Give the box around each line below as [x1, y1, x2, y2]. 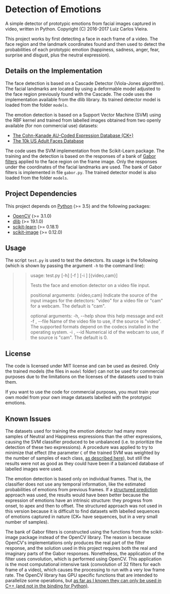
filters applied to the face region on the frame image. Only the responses [5, 158, 157, 164]
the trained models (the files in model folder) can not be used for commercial [5, 368, 165, 375]
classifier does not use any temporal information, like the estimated [5, 481, 146, 487]
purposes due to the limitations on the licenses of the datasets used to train [5, 374, 163, 380]
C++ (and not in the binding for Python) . [5, 583, 89, 589]
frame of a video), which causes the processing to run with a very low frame [5, 567, 165, 573]
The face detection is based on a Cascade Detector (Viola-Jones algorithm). [5, 80, 165, 86]
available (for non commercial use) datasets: [5, 122, 98, 128]
